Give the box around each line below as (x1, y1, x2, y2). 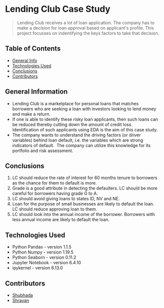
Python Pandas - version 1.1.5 (12, 244, 72, 250)
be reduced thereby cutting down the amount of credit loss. (12, 122, 133, 127)
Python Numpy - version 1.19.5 (12, 249, 73, 255)
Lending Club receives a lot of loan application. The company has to (17, 20, 155, 26)
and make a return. (12, 111, 50, 117)
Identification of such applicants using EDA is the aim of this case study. (12, 126, 158, 132)
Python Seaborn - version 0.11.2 (12, 254, 77, 260)
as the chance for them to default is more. (12, 180, 97, 186)
